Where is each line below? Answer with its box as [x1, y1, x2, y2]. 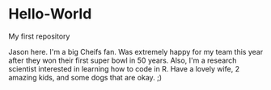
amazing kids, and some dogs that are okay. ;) [8, 72, 163, 82]
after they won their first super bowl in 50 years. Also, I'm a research [8, 55, 237, 65]
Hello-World [8, 5, 92, 23]
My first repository [8, 31, 70, 41]
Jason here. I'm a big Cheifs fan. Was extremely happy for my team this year [8, 47, 264, 56]
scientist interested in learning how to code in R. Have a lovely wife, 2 [8, 63, 240, 73]
